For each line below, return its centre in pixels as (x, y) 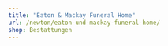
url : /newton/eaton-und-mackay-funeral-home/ (84, 23)
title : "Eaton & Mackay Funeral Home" (72, 15)
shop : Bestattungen (40, 30)
